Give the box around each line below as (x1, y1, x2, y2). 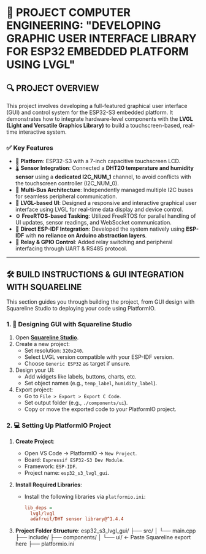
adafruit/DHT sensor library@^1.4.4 (29, 516, 124, 522)
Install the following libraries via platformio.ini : (24, 493, 146, 500)
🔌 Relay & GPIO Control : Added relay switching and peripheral (15, 239, 173, 246)
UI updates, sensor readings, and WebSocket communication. (15, 219, 172, 226)
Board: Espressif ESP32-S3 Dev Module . (24, 456, 124, 463)
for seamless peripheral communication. (15, 193, 118, 200)
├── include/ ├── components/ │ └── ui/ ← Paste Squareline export (15, 534, 191, 541)
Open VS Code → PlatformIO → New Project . (24, 449, 137, 456)
